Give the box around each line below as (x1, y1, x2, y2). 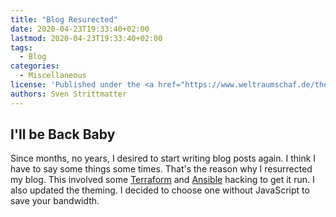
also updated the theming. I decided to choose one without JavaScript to (10, 184, 310, 196)
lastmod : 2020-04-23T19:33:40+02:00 (10, 33, 163, 43)
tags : (10, 42, 33, 53)
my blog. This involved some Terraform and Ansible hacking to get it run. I (10, 174, 315, 186)
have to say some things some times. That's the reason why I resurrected (10, 163, 313, 175)
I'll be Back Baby (10, 126, 116, 143)
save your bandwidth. (10, 195, 100, 207)
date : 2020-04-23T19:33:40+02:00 (10, 24, 150, 34)
